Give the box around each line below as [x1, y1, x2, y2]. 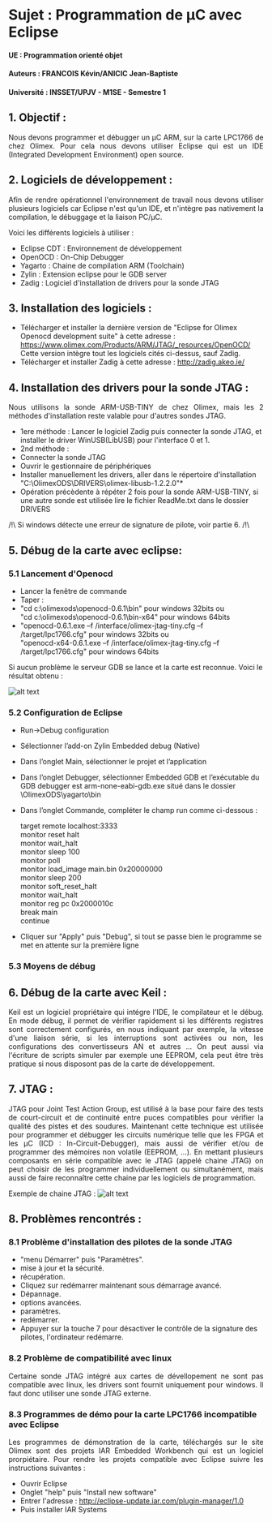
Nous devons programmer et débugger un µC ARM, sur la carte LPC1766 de [8, 132, 264, 142]
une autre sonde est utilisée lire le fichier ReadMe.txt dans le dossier [19, 496, 249, 505]
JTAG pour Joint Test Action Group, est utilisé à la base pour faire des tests [8, 1103, 264, 1113]
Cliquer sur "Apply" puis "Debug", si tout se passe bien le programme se [19, 931, 262, 942]
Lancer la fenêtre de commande [19, 586, 127, 595]
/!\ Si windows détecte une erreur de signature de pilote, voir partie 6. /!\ [8, 520, 250, 530]
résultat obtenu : [8, 671, 63, 681]
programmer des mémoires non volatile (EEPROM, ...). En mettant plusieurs [8, 1146, 264, 1157]
